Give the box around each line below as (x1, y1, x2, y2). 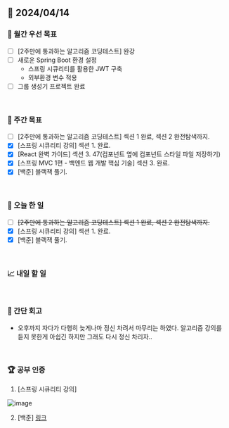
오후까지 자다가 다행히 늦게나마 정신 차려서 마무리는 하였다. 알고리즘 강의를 (17, 323, 223, 332)
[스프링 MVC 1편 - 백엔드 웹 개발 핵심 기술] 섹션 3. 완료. (17, 159, 170, 168)
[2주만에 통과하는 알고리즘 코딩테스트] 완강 (17, 46, 136, 55)
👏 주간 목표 (7, 115, 42, 125)
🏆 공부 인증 (7, 365, 46, 375)
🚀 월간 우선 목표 (7, 30, 58, 39)
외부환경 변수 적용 (27, 73, 77, 82)
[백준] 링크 (17, 413, 47, 422)
